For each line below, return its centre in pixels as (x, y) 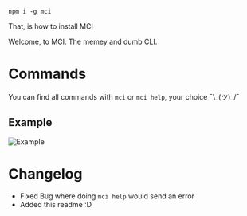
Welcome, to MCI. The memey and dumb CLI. (83, 41)
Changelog (45, 173)
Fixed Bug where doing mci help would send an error (107, 196)
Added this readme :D (56, 204)
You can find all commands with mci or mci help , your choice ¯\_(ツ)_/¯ (124, 96)
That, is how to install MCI (51, 26)
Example (30, 122)
